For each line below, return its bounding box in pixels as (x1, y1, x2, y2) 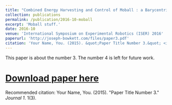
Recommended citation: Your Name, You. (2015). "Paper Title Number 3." (5, 89, 160, 95)
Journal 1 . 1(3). (5, 95, 37, 101)
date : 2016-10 (5, 27, 36, 32)
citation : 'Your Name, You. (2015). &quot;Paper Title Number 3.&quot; (5, 41, 161, 46)
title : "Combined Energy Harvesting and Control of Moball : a (5, 7, 143, 13)
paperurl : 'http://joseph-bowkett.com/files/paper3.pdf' (5, 36, 130, 41)
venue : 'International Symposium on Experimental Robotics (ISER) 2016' (5, 31, 164, 36)
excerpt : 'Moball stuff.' (5, 21, 60, 27)
